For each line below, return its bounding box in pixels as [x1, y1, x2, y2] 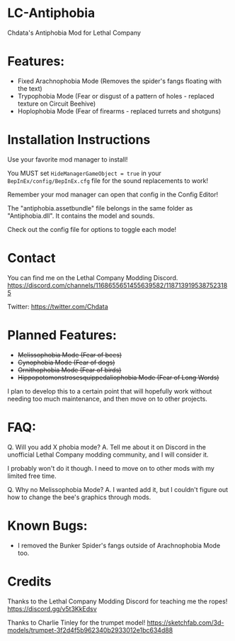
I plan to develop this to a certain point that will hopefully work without [7, 386, 212, 395]
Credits [7, 573, 52, 589]
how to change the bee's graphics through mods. [7, 493, 151, 501]
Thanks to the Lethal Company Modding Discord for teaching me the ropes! [7, 597, 228, 606]
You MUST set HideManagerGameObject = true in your [7, 169, 161, 177]
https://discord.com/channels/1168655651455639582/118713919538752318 [7, 281, 228, 289]
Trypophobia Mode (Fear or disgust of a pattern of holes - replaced [17, 91, 214, 100]
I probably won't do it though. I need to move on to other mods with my [7, 464, 214, 472]
